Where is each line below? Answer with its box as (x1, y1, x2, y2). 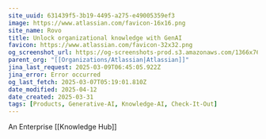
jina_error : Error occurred (8, 71, 101, 79)
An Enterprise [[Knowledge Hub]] (8, 122, 117, 132)
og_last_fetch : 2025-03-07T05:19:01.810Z (8, 78, 147, 86)
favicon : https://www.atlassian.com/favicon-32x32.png (8, 41, 193, 49)
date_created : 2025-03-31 (8, 93, 93, 101)
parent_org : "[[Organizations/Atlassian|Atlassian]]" (8, 56, 190, 64)
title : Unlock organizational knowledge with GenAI (8, 33, 182, 42)
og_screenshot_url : (8, 48, 73, 56)
